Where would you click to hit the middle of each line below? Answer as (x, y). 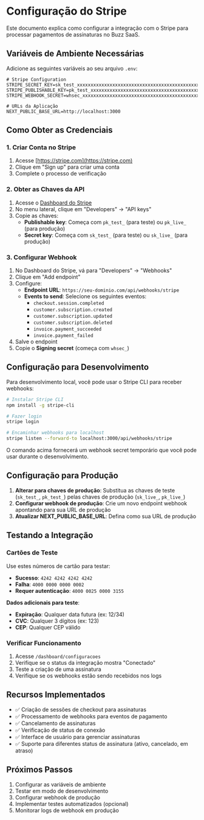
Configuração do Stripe (66, 11)
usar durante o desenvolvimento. (48, 457)
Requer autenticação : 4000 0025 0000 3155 (70, 590)
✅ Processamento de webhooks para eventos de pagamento (91, 716)
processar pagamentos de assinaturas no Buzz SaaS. (73, 34)
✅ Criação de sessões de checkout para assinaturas (81, 709)
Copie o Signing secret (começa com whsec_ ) (72, 348)
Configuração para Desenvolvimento (78, 367)
